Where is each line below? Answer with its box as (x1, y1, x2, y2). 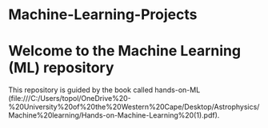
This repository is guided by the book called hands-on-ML (8, 85, 201, 95)
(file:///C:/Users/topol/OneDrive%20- (8, 94, 131, 103)
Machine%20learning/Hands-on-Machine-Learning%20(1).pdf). (8, 111, 220, 120)
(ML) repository (8, 59, 114, 77)
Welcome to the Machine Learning (8, 42, 242, 60)
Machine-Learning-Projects (8, 6, 198, 24)
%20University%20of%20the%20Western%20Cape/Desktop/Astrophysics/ (8, 102, 260, 112)
